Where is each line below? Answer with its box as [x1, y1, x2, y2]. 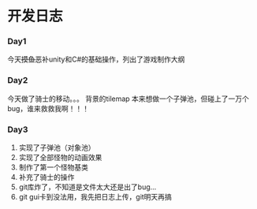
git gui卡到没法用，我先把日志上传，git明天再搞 [18, 192, 173, 202]
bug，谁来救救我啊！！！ [7, 103, 90, 113]
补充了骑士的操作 [18, 173, 75, 182]
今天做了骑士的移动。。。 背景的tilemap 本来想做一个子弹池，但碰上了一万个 [7, 94, 250, 103]
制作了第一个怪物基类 [18, 162, 88, 172]
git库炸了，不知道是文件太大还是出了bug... [18, 182, 157, 192]
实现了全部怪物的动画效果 [18, 153, 102, 162]
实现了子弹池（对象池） [18, 143, 95, 152]
